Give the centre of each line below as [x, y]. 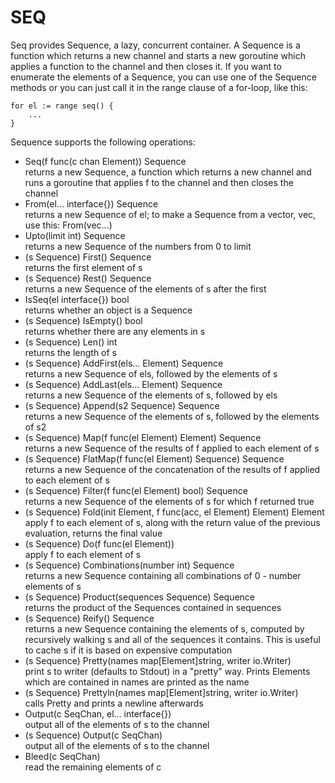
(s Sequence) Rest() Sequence [88, 278]
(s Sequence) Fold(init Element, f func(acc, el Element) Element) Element [174, 512]
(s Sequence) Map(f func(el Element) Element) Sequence [143, 437]
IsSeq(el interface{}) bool [77, 299]
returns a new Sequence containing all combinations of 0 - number [163, 575]
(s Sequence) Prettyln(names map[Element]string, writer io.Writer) [161, 692]
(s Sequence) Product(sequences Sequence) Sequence [140, 597]
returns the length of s [71, 352]
